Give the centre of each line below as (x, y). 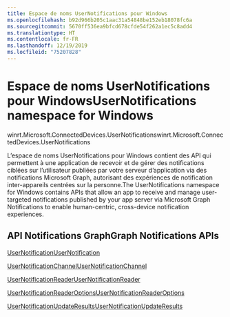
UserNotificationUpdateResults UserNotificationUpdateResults (95, 306)
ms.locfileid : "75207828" (44, 52)
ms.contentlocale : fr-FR (43, 39)
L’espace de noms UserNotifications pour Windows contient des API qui (109, 155)
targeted (19, 199)
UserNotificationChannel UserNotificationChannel (77, 266)
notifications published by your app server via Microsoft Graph (122, 199)
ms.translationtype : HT (41, 33)
